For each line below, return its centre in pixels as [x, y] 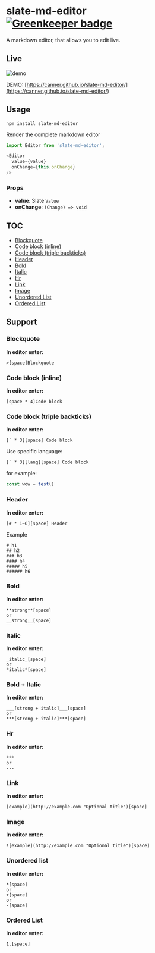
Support [22, 322]
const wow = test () [30, 484]
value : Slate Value [37, 201]
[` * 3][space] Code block [39, 441]
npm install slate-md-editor [42, 123]
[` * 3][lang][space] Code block [48, 462]
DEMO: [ [16, 84]
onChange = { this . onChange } [44, 167]
